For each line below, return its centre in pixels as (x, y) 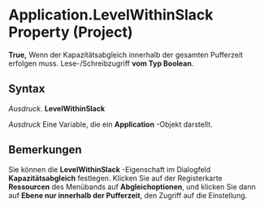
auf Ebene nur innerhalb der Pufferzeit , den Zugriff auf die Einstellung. (128, 195)
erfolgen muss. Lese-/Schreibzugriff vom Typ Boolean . (101, 63)
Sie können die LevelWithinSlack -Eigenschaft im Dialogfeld (110, 169)
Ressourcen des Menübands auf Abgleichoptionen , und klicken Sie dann (132, 186)
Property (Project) (71, 32)
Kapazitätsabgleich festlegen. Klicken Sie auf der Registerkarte (116, 178)
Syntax (27, 89)
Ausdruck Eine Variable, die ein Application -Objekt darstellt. (110, 124)
